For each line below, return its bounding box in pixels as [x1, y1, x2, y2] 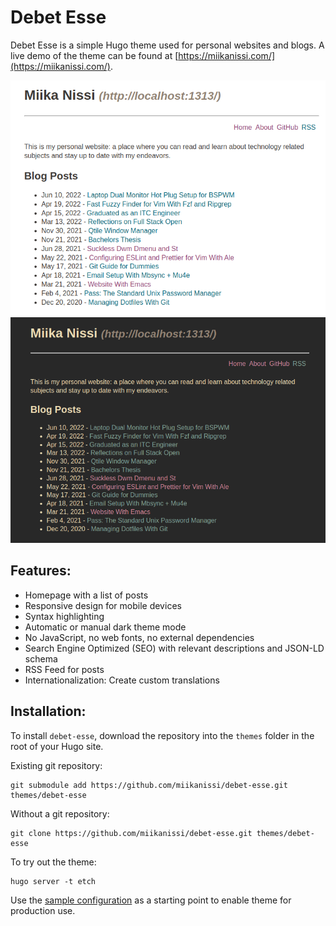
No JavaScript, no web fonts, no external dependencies [24, 631, 255, 643]
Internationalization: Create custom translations [24, 674, 220, 686]
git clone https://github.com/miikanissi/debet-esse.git [10, 828, 253, 838]
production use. [10, 904, 76, 916]
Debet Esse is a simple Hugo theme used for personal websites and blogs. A [10, 39, 325, 51]
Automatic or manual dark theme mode [24, 621, 187, 633]
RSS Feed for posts [24, 663, 105, 675]
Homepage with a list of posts [24, 589, 149, 601]
